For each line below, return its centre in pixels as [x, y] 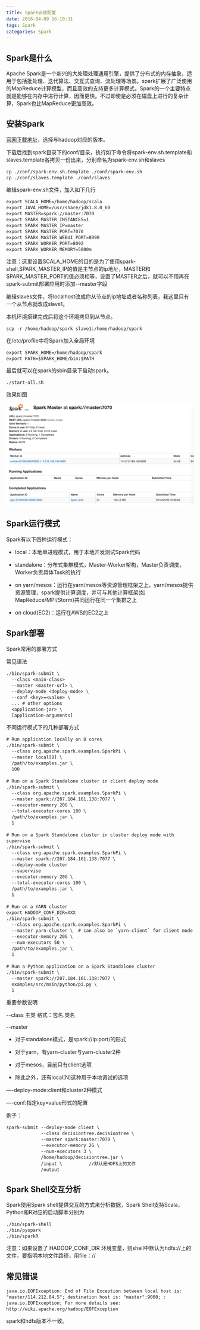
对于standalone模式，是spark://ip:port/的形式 [70, 1039]
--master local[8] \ [37, 757]
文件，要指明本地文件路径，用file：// [51, 1256]
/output [50, 1170]
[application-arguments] [42, 715]
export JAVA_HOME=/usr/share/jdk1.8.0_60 [58, 207]
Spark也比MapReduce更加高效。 [57, 103]
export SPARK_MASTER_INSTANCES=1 [48, 219]
